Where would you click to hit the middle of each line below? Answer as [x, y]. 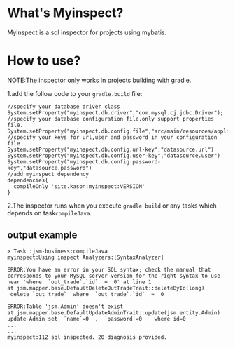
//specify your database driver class [64, 107]
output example [42, 235]
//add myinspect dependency [48, 174]
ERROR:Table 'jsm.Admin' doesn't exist [65, 307]
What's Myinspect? [65, 13]
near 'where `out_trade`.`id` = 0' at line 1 [79, 282]
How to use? [44, 61]
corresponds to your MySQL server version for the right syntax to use [114, 276]
